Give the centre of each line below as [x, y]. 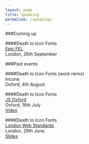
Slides [12, 136]
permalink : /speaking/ [29, 19]
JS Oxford [16, 100]
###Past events [22, 64]
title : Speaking [22, 15]
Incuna [12, 79]
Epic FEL [14, 49]
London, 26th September [31, 54]
